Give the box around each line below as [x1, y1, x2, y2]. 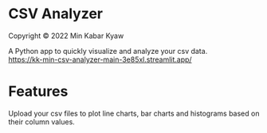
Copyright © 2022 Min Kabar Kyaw [8, 31, 124, 40]
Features [8, 82, 69, 101]
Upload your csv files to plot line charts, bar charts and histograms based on [8, 108, 260, 118]
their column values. [8, 116, 76, 127]
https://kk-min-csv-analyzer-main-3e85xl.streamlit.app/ [8, 55, 193, 64]
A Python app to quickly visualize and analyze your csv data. [8, 46, 208, 55]
